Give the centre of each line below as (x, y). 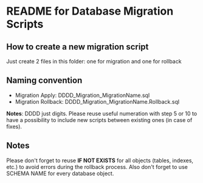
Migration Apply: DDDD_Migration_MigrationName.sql (82, 95)
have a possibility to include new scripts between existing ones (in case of (99, 120)
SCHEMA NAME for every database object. (60, 173)
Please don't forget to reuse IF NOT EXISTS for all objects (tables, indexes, (100, 160)
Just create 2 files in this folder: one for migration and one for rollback (94, 61)
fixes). (14, 126)
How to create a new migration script (77, 47)
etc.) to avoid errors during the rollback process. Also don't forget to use (97, 167)
